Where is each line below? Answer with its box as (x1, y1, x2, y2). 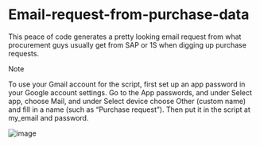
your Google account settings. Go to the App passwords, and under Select (8, 87, 253, 97)
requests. (8, 48, 40, 58)
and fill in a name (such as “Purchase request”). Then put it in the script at (8, 105, 250, 114)
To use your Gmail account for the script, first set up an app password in (8, 79, 246, 89)
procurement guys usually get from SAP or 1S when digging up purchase (8, 40, 246, 49)
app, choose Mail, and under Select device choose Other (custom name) (8, 96, 246, 106)
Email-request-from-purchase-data (8, 6, 250, 24)
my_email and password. (8, 113, 89, 122)
